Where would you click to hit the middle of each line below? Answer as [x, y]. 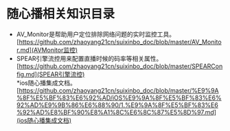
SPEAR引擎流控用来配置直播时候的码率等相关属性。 [89, 58]
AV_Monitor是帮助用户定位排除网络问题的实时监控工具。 [96, 34]
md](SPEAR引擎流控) [55, 74]
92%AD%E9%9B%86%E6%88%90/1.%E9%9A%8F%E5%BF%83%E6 [117, 105]
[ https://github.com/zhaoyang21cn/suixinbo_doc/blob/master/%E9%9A [117, 90]
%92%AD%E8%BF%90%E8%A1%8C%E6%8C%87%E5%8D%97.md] [116, 112]
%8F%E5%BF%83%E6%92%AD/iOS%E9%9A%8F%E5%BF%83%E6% [119, 98]
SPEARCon [207, 66]
